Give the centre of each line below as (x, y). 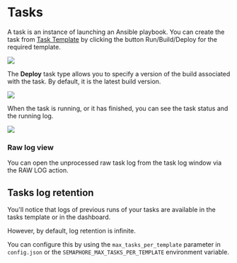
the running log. (30, 116)
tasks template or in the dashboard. (59, 217)
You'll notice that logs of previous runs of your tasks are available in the (111, 210)
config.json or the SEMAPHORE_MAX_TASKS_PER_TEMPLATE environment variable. (118, 252)
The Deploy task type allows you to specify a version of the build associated (119, 74)
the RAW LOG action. (38, 170)
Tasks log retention (51, 193)
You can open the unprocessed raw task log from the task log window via (115, 163)
